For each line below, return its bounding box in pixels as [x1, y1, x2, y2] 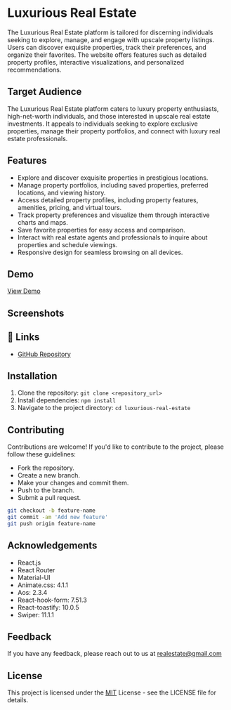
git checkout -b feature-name [7, 507, 96, 514]
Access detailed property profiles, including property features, [17, 195, 199, 204]
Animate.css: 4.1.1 [17, 581, 69, 589]
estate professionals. [7, 134, 68, 143]
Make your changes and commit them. [17, 479, 129, 487]
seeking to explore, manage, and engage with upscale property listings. [7, 35, 215, 44]
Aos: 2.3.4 [17, 588, 48, 596]
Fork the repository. [17, 464, 75, 472]
